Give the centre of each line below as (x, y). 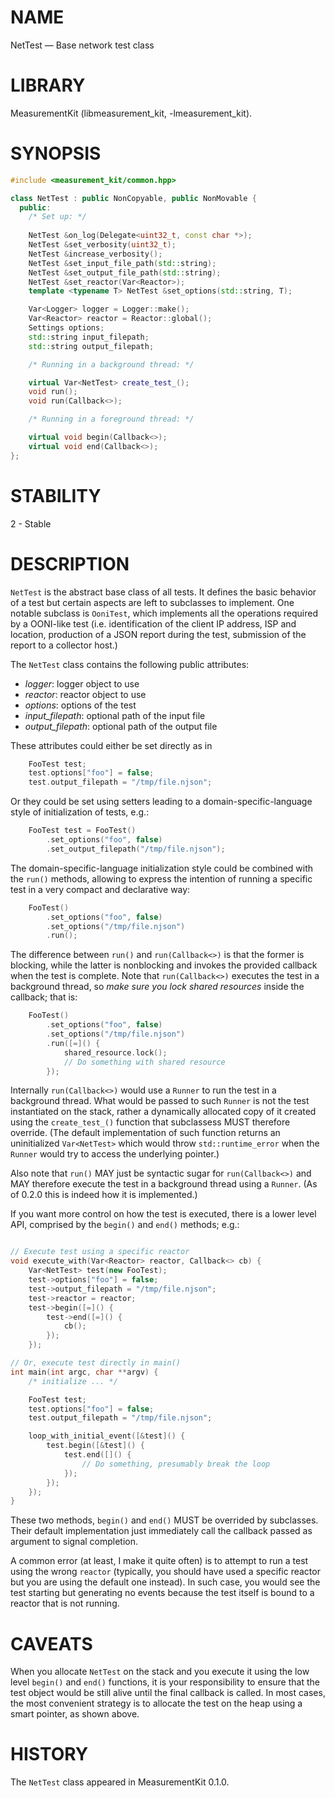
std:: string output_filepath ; (91, 346)
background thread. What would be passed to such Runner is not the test (160, 1101)
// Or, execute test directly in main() (96, 1363)
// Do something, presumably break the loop (176, 1464)
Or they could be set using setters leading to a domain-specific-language (161, 802)
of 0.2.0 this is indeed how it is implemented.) (104, 1195)
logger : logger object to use (82, 683)
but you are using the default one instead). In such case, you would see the (165, 1582)
